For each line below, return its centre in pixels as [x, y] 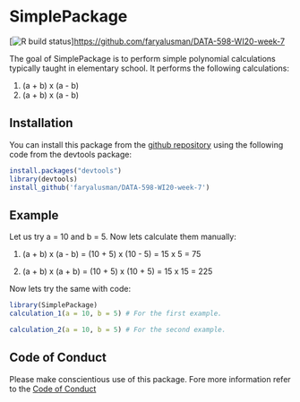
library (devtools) [43, 179]
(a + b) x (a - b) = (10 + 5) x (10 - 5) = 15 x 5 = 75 [111, 254]
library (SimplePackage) [54, 305]
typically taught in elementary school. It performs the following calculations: [149, 68]
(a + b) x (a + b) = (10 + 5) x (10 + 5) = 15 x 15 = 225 [117, 271]
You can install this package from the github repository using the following [146, 144]
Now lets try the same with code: [70, 289]
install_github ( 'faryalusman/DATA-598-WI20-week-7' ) [110, 187]
